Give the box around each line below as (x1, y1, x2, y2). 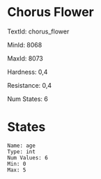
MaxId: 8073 (7, 54, 44, 63)
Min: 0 (7, 160, 26, 167)
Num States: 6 (7, 95, 49, 103)
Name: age (7, 142, 36, 149)
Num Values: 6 (7, 154, 49, 161)
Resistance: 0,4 (7, 81, 52, 89)
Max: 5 (7, 166, 26, 173)
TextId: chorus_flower (7, 27, 70, 36)
